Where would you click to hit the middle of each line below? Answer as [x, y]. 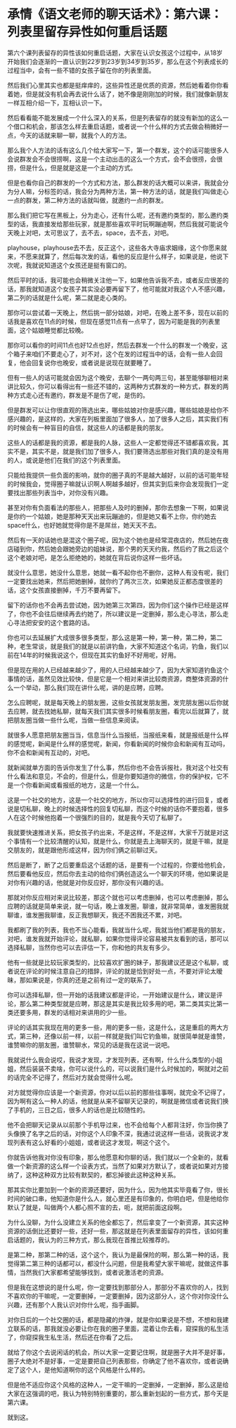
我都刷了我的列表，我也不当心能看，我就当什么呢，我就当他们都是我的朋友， [118, 930]
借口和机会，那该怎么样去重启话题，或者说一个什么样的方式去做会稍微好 [118, 126]
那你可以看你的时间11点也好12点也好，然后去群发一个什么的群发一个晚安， [114, 345]
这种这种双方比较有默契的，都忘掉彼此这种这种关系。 [103, 1174]
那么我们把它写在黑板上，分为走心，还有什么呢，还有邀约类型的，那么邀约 [115, 215]
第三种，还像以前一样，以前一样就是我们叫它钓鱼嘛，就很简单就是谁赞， [124, 1036]
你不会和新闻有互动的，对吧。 [50, 752]
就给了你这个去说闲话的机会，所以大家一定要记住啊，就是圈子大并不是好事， [118, 1352]
